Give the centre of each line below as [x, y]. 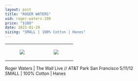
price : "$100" [19, 23]
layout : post [18, 9]
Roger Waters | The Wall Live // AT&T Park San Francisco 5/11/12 [69, 68]
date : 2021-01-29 [23, 28]
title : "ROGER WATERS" [28, 14]
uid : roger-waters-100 [28, 18]
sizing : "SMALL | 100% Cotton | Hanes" [45, 32]
